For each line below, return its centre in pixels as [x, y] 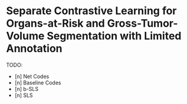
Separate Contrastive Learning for [91, 11]
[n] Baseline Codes [38, 82]
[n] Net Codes [32, 76]
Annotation [35, 49]
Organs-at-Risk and [55, 23]
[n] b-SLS [27, 89]
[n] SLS [24, 95]
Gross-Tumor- [142, 23]
